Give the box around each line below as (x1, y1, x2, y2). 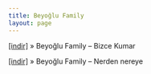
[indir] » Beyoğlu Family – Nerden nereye (8, 56, 143, 66)
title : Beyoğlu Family (8, 11, 84, 20)
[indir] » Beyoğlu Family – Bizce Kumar (8, 41, 136, 50)
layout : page (8, 19, 52, 27)
